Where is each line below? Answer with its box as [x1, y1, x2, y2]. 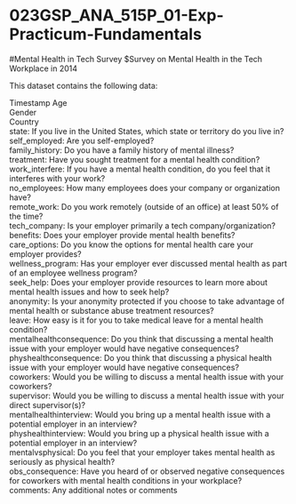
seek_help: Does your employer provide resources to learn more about [9, 276, 268, 287]
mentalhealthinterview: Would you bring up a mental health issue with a [9, 409, 271, 420]
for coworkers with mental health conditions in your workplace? [9, 475, 243, 485]
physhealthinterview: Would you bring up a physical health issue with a [9, 428, 269, 438]
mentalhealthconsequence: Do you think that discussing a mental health [9, 333, 274, 344]
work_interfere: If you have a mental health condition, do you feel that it [9, 164, 271, 174]
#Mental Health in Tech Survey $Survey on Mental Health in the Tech [9, 53, 263, 64]
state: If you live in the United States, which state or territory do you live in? [9, 125, 284, 136]
